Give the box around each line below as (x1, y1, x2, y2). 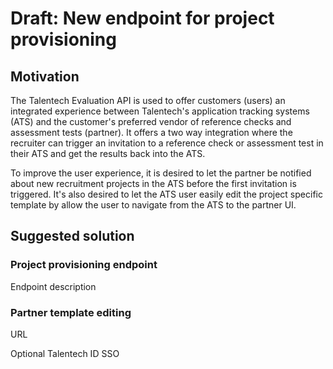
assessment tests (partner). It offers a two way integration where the (10, 127, 293, 138)
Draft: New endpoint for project (10, 7, 275, 30)
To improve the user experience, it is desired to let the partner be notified (10, 167, 312, 179)
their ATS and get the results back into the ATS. (10, 148, 206, 159)
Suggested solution (10, 228, 135, 245)
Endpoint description (10, 280, 97, 292)
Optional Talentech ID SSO (10, 347, 120, 359)
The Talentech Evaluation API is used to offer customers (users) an (10, 95, 286, 106)
